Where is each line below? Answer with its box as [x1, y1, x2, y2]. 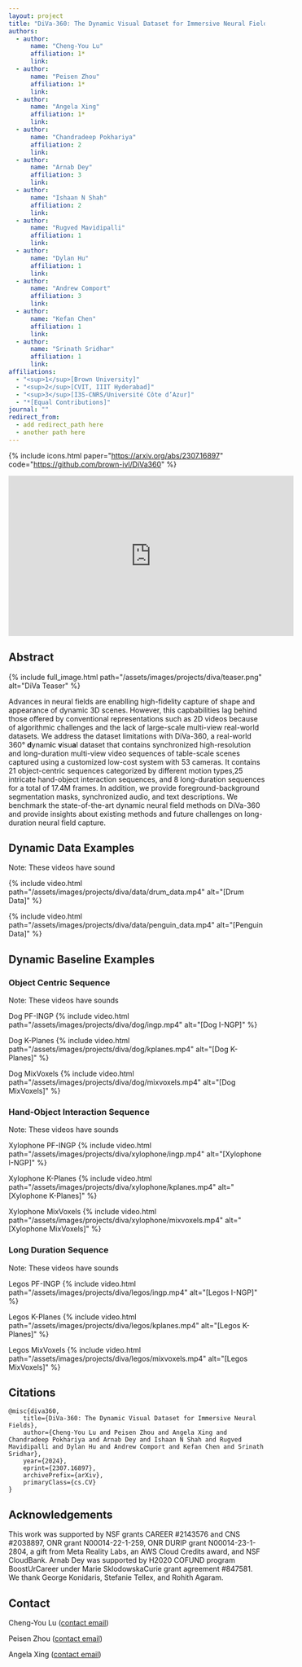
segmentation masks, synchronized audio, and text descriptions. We [8, 792, 239, 801]
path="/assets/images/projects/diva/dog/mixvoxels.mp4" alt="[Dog [8, 1077, 236, 1087]
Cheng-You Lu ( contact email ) [8, 1618, 109, 1628]
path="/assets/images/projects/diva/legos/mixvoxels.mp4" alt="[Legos [8, 1353, 248, 1363]
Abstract [8, 651, 55, 665]
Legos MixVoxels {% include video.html [8, 1345, 141, 1354]
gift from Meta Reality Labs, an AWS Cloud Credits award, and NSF [36, 1546, 260, 1556]
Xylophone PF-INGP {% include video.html [8, 1141, 152, 1151]
